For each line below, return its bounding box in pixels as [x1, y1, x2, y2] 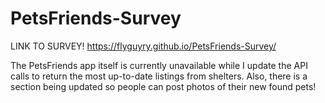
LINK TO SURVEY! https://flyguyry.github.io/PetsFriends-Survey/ [10, 40, 277, 52]
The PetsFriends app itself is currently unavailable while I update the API [10, 59, 308, 71]
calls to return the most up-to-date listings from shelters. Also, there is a [10, 70, 308, 82]
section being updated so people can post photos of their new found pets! [10, 80, 317, 92]
